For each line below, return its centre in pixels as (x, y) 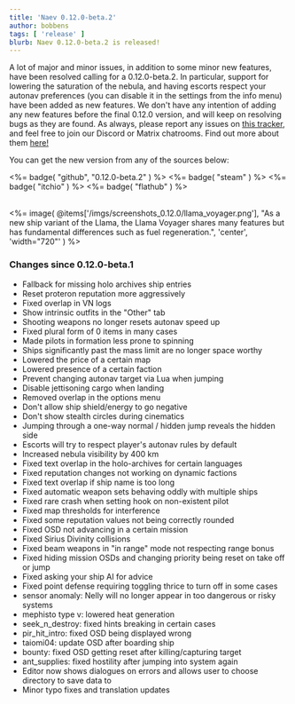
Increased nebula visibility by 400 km (90, 454)
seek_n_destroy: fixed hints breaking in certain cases (119, 623)
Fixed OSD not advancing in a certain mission (105, 529)
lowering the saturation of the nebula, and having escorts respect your (138, 86)
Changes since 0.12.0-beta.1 (72, 265)
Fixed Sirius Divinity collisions (76, 539)
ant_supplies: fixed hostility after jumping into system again (130, 661)
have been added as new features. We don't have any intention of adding (143, 105)
